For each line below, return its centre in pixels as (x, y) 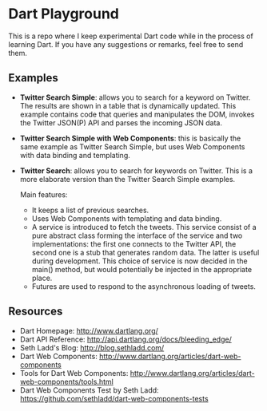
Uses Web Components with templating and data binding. (127, 218)
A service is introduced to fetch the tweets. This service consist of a (144, 227)
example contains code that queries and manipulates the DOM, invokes (137, 114)
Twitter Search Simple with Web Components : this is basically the (130, 138)
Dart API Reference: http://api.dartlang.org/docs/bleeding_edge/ (126, 339)
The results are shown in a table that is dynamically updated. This (128, 105)
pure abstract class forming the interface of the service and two (137, 235)
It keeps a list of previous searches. (90, 210)
